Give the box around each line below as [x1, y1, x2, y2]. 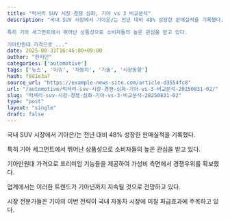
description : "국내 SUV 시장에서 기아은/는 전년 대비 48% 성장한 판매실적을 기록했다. [7, 16, 225, 23]
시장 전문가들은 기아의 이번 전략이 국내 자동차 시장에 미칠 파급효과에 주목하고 [7, 197, 212, 205]
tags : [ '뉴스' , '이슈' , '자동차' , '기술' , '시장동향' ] [7, 66, 149, 73]
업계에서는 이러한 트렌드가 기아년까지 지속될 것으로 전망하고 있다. [7, 182, 181, 191]
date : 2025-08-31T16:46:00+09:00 [7, 47, 103, 55]
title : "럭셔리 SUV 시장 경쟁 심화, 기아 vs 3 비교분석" [7, 10, 151, 17]
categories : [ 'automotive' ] [7, 60, 88, 67]
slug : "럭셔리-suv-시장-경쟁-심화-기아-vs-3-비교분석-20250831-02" [7, 92, 182, 99]
